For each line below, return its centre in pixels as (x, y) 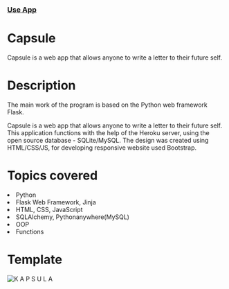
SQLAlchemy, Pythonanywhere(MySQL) (73, 217)
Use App (22, 10)
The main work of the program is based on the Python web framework (107, 105)
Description (42, 86)
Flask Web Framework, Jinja (56, 202)
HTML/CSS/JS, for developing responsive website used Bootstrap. (102, 148)
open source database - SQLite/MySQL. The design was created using (108, 140)
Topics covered (53, 175)
